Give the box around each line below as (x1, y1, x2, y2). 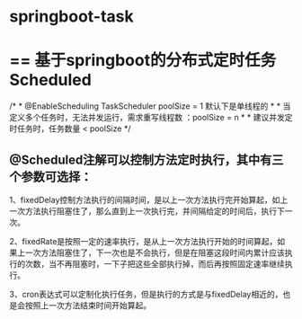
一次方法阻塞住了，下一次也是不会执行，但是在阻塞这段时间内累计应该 (24, 247, 285, 258)
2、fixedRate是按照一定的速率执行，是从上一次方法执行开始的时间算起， (9, 235, 278, 246)
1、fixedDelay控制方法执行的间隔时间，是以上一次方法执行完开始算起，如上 (9, 194, 289, 205)
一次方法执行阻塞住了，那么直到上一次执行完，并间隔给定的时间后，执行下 (9, 205, 285, 217)
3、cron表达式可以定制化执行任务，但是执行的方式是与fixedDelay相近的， (9, 288, 283, 299)
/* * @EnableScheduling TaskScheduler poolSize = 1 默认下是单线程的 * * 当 (9, 101, 291, 111)
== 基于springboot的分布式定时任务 (9, 50, 277, 71)
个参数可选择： (9, 169, 93, 184)
